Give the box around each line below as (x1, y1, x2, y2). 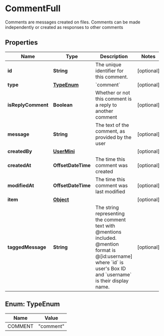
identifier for (95, 67, 124, 74)
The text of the (95, 122, 129, 128)
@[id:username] (95, 252, 133, 259)
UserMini (53, 147, 75, 154)
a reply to (95, 101, 117, 108)
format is (95, 247, 116, 253)
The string (95, 204, 119, 210)
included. (95, 234, 117, 241)
